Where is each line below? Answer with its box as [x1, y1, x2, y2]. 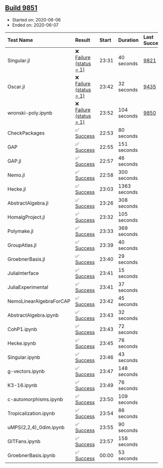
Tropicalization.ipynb [7, 409, 55, 416]
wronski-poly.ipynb [7, 109, 52, 116]
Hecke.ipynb [7, 340, 36, 347]
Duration [118, 37, 139, 43]
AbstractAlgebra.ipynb [7, 312, 59, 318]
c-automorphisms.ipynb [7, 396, 63, 403]
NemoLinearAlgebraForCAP [7, 297, 71, 304]
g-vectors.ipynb [7, 368, 45, 374]
